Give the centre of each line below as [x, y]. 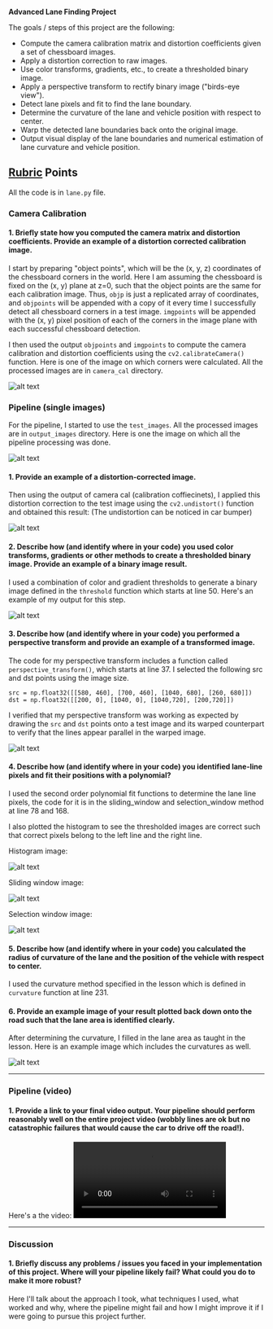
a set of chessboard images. [68, 52]
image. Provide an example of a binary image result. [98, 564]
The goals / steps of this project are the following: [91, 27]
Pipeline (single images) [57, 407]
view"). [32, 95]
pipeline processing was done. [60, 442]
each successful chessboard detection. [74, 328]
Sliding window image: [46, 883]
